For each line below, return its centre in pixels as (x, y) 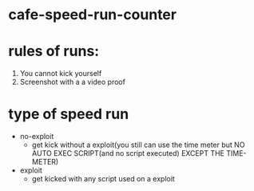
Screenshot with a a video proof (73, 82)
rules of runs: (54, 52)
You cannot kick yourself (61, 74)
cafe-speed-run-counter (93, 15)
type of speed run (69, 114)
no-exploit (37, 137)
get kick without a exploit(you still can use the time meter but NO (138, 145)
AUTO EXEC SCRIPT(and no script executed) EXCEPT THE (128, 153)
